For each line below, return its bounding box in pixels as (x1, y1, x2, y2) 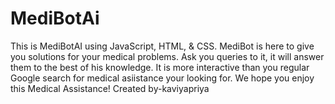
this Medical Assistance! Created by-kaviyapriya (10, 82, 210, 94)
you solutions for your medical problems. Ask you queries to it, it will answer (10, 50, 325, 62)
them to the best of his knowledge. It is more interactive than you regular (10, 61, 310, 73)
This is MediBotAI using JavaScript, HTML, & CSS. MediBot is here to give (10, 40, 315, 52)
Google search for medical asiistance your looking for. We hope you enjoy (10, 72, 315, 84)
